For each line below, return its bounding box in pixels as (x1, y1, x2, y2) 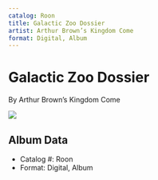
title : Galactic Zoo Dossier (8, 19, 105, 27)
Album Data (8, 133, 69, 146)
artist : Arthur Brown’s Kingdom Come (8, 26, 134, 34)
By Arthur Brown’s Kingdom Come (8, 95, 121, 105)
